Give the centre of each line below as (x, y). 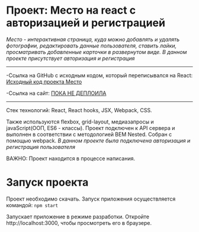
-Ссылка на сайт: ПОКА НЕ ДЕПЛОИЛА (56, 93)
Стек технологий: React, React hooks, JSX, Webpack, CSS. (79, 110)
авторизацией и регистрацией (86, 23)
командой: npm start (32, 205)
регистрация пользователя (41, 147)
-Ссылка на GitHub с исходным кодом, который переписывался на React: (99, 75)
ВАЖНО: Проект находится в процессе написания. (70, 158)
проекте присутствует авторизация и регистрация (70, 58)
